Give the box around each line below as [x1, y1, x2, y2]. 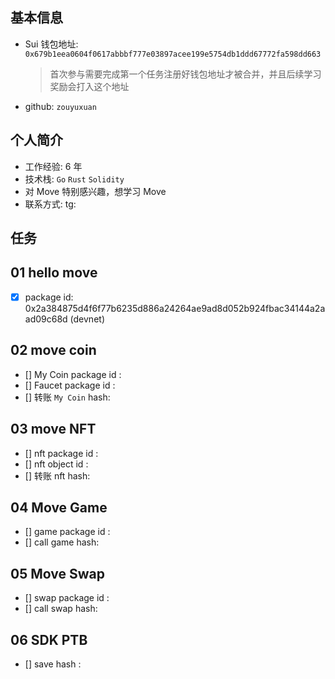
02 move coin [10, 342, 97, 359]
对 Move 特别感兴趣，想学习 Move [24, 185, 167, 197]
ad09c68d [24, 313, 68, 325]
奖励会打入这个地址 [49, 80, 130, 92]
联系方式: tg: [24, 198, 77, 210]
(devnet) [69, 313, 105, 325]
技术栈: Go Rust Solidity [24, 173, 125, 185]
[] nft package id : [24, 447, 99, 459]
